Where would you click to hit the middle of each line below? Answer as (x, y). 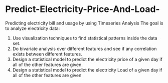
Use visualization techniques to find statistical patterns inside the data (85, 38)
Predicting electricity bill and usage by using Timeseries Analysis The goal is (84, 23)
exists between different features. (47, 54)
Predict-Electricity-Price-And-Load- (82, 9)
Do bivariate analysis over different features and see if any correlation (85, 48)
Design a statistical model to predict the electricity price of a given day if (88, 59)
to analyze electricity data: (33, 28)
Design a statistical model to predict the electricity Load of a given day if (87, 70)
